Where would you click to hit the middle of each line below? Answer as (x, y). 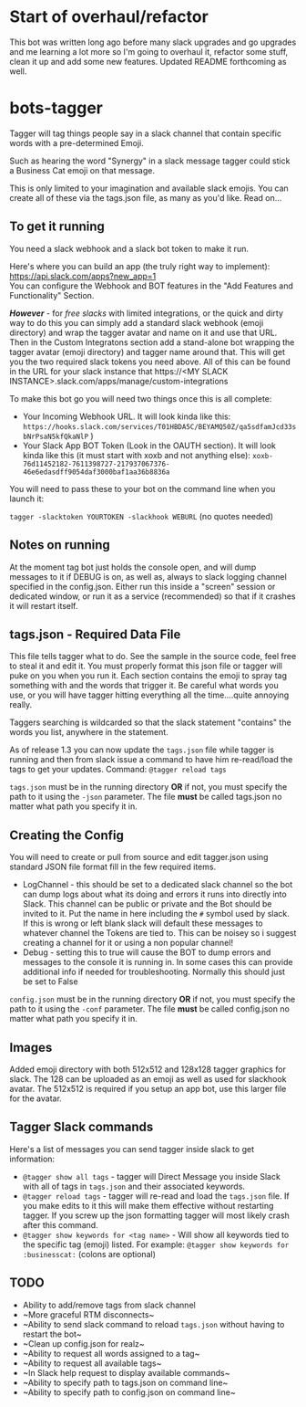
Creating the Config (67, 835)
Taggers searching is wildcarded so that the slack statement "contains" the (150, 722)
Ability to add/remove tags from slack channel (109, 1305)
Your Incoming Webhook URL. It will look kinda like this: (127, 416)
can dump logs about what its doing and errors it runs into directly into (154, 894)
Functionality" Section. (52, 295)
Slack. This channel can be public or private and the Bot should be (147, 904)
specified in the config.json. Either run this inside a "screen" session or (143, 586)
